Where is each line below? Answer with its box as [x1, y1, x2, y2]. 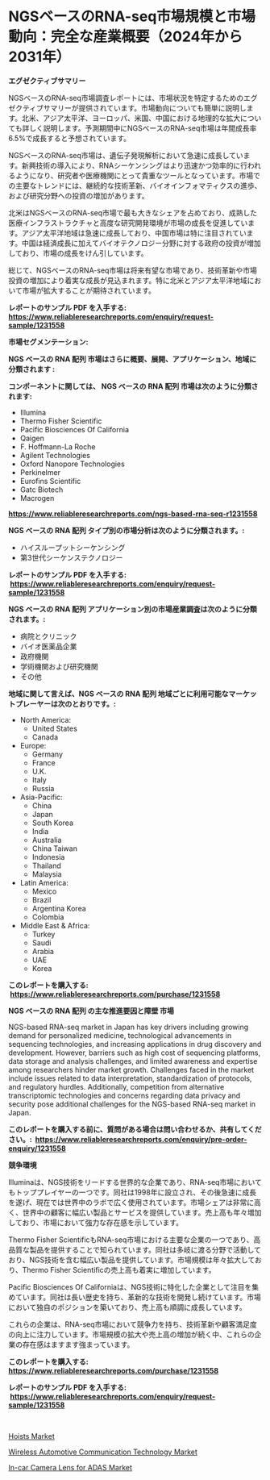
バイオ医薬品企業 [19, 641, 77, 651]
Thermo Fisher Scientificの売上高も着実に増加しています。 [22, 1265, 216, 1274]
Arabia [31, 946, 55, 956]
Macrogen [19, 493, 55, 502]
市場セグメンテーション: [8, 336, 89, 347]
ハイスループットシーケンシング [19, 542, 126, 552]
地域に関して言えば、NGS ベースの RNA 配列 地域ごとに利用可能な [8, 689, 229, 698]
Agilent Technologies [19, 450, 91, 460]
